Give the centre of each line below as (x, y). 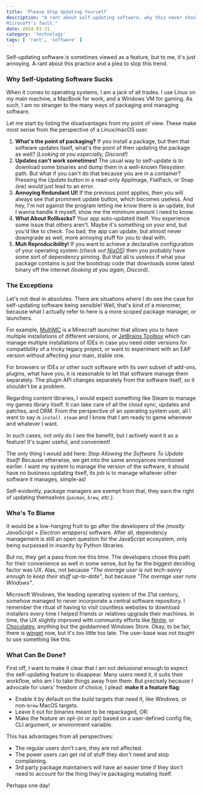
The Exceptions (30, 286)
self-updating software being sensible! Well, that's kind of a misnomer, (94, 305)
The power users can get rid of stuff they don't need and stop (92, 755)
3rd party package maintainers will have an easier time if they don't (99, 767)
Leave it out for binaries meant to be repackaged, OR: (82, 712)
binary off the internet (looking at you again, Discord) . (82, 270)
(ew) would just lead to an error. (55, 186)
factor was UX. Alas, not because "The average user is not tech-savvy (94, 570)
